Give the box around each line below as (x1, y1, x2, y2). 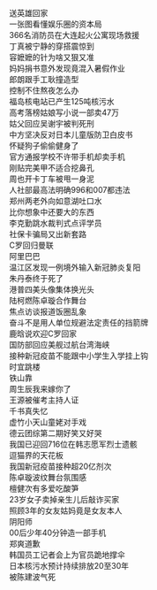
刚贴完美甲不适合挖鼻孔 (9, 163, 94, 172)
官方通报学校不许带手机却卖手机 (9, 151, 125, 162)
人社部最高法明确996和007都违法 (9, 185, 131, 195)
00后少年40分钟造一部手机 (9, 527, 107, 538)
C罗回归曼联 (9, 240, 55, 250)
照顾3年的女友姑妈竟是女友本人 (9, 505, 123, 516)
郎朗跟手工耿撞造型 (9, 74, 79, 84)
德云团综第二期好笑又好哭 (9, 428, 102, 438)
